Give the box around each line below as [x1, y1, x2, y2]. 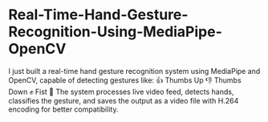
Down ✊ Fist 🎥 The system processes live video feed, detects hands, [8, 87, 234, 96]
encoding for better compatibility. [8, 104, 119, 114]
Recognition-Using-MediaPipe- [8, 22, 223, 41]
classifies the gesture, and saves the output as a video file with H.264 [8, 96, 239, 105]
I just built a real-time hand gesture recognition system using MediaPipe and [8, 66, 261, 75]
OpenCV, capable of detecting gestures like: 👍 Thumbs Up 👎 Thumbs [8, 75, 242, 85]
